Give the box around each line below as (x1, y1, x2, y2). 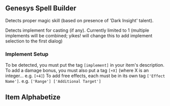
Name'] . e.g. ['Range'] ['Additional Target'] (5, 78, 101, 84)
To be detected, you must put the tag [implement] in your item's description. (5, 62, 165, 68)
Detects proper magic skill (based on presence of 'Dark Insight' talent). (5, 17, 154, 23)
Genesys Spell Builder (5, 4, 77, 13)
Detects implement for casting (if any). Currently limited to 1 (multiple (5, 27, 150, 33)
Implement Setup (5, 50, 49, 58)
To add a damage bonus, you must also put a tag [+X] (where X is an (5, 68, 149, 74)
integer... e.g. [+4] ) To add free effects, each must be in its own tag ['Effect (5, 73, 165, 79)
